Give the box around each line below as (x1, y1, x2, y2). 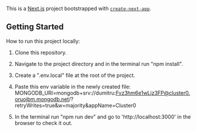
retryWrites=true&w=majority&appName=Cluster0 (14, 102, 136, 109)
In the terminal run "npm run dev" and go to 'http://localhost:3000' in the (14, 113, 191, 120)
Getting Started (6, 22, 64, 32)
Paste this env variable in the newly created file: (14, 83, 131, 90)
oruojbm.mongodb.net (14, 95, 69, 102)
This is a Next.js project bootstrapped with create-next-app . (6, 5, 152, 12)
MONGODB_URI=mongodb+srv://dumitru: (14, 89, 116, 96)
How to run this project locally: (6, 38, 81, 45)
